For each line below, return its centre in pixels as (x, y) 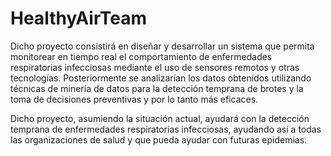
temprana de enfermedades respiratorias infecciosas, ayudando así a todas (166, 129)
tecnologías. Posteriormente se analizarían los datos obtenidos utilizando (161, 78)
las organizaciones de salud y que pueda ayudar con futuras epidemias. (159, 139)
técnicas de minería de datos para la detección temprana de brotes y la (157, 88)
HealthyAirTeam (78, 18)
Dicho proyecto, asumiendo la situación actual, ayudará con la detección (160, 118)
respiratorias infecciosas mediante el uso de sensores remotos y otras (155, 67)
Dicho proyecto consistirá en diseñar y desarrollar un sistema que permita (162, 46)
